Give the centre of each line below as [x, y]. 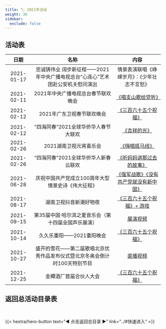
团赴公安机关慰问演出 [73, 84]
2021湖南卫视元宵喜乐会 [72, 146]
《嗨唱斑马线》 [137, 146]
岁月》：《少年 [137, 77]
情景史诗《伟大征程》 [73, 186]
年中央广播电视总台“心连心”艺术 [73, 77]
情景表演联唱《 [135, 70]
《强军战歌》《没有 [137, 174]
